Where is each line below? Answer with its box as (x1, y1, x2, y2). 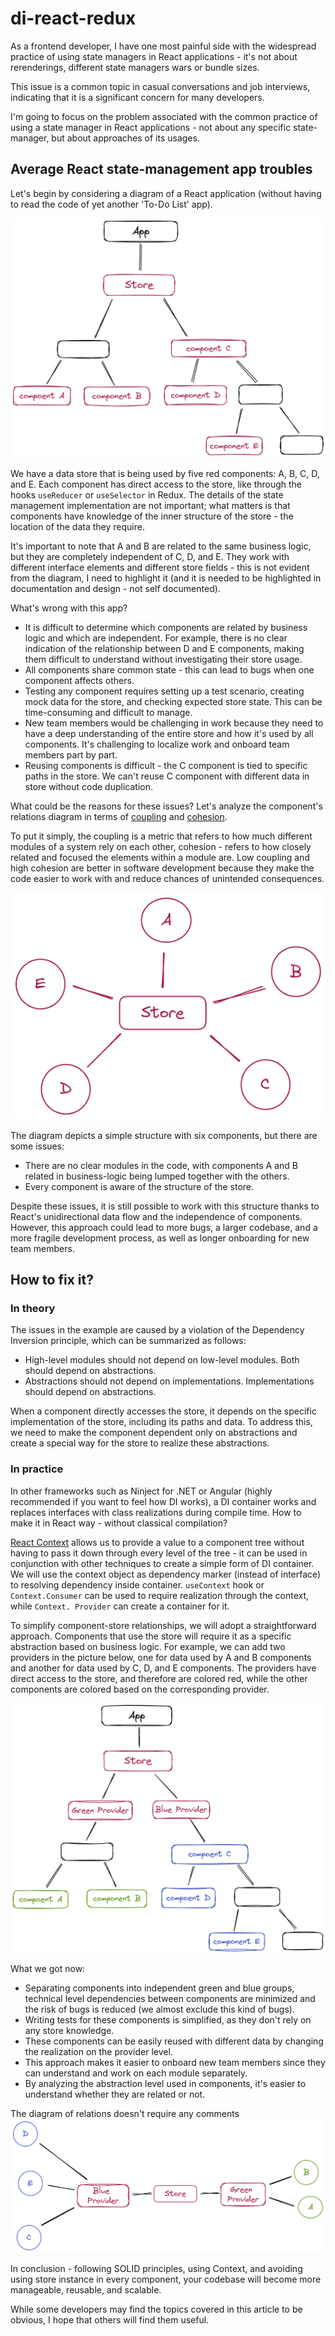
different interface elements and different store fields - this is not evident (10, 561, 310, 573)
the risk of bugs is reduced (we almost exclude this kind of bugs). (24, 2003, 295, 2016)
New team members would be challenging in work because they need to (24, 717, 324, 729)
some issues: (10, 1140, 65, 1152)
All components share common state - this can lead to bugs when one (24, 663, 315, 676)
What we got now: (10, 1963, 86, 1975)
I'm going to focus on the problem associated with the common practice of (10, 110, 318, 122)
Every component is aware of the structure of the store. (24, 1180, 255, 1192)
